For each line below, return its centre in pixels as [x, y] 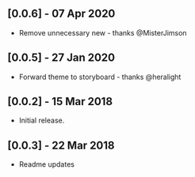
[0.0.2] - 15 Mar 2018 [60, 102]
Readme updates [46, 164]
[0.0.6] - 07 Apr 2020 [61, 14]
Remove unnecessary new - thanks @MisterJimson [103, 32]
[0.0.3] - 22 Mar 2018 [61, 145]
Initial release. [42, 121]
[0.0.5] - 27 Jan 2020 [61, 58]
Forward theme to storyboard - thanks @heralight [100, 77]
